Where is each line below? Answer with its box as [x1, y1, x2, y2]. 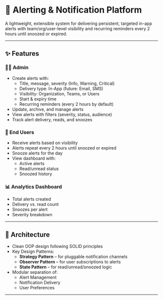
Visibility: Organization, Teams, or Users [19, 91, 99, 96]
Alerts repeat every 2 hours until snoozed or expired [12, 145, 116, 150]
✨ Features [5, 50, 39, 58]
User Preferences [19, 285, 55, 291]
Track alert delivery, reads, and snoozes [12, 116, 93, 122]
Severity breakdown [12, 212, 52, 218]
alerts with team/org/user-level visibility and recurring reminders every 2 [5, 25, 150, 31]
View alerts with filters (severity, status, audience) [12, 112, 113, 117]
